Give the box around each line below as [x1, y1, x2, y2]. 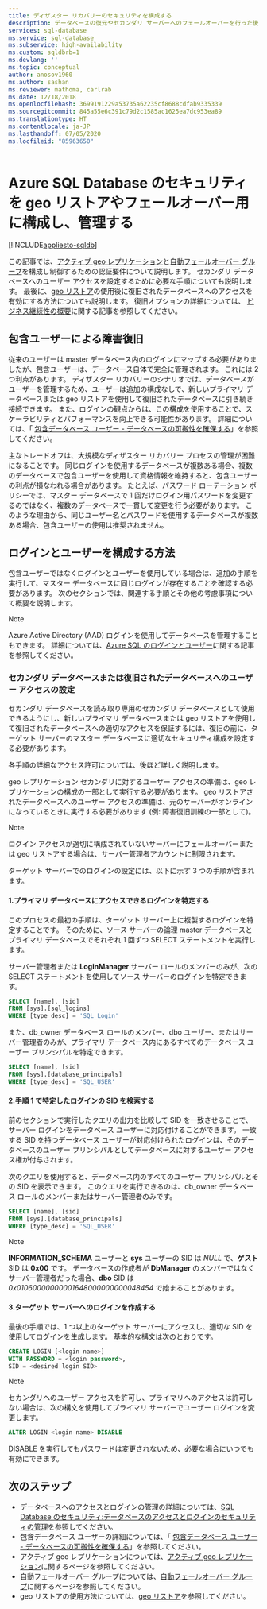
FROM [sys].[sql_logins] [8, 1004, 91, 1013]
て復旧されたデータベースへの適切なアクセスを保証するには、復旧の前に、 [8, 724, 252, 733]
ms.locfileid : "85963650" [8, 137, 94, 145]
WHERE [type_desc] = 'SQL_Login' [8, 1012, 119, 1020]
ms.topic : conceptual [8, 64, 80, 72]
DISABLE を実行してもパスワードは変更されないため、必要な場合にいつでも [8, 1444, 254, 1454]
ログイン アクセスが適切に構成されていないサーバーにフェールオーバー [8, 839, 240, 849]
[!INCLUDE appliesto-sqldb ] [8, 240, 98, 250]
